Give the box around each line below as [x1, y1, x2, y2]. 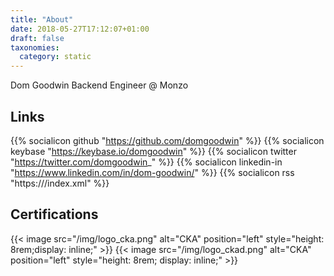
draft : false [10, 33, 65, 43]
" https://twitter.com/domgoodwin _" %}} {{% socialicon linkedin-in [10, 156, 283, 168]
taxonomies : [10, 42, 60, 53]
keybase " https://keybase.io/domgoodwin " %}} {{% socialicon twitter [10, 145, 297, 157]
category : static [19, 52, 92, 62]
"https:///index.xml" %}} [10, 177, 110, 189]
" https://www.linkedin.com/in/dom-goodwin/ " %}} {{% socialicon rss [10, 166, 295, 178]
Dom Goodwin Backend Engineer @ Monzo [10, 79, 189, 91]
